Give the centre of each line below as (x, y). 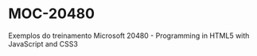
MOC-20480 (52, 14)
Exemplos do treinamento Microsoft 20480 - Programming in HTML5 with (129, 35)
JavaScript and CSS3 (43, 43)
